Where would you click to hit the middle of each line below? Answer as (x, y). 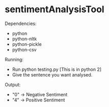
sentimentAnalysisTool (55, 9)
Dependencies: (21, 23)
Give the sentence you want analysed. (52, 74)
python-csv (24, 49)
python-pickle (27, 44)
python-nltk (24, 39)
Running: (14, 59)
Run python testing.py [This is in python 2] (57, 69)
